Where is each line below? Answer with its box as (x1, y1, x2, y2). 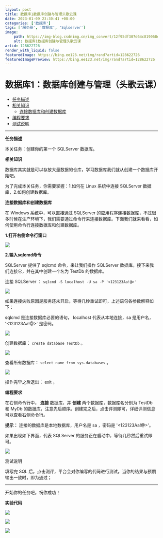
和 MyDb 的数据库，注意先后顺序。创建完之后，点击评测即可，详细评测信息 (5, 406, 156, 412)
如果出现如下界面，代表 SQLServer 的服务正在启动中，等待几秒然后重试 (5, 433, 148, 439)
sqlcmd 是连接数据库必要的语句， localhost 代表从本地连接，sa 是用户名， (5, 315, 154, 320)
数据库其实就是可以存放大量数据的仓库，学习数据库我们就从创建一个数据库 (5, 167, 154, 173)
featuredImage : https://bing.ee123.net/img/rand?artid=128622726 (5, 52, 140, 57)
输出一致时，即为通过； (5, 475, 52, 481)
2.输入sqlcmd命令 (5, 252, 42, 258)
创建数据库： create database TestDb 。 (5, 340, 85, 346)
